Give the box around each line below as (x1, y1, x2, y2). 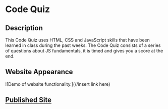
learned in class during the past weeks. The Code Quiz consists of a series (5, 42, 161, 48)
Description (5, 24, 43, 32)
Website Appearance (5, 68, 73, 76)
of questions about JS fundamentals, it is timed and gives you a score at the (5, 48, 163, 53)
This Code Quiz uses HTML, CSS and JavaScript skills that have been (5, 37, 150, 43)
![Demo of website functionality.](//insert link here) (5, 81, 110, 87)
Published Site (5, 96, 52, 104)
